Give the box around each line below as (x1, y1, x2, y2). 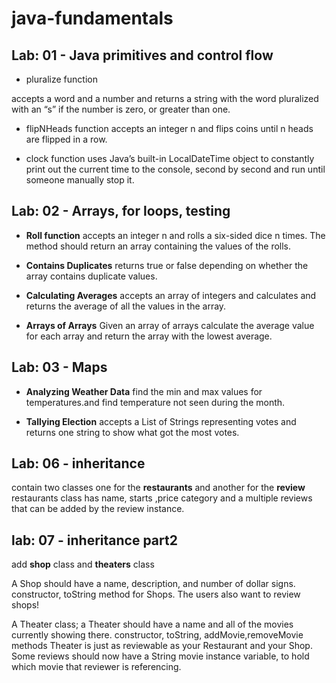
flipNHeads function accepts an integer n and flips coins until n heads (25, 123, 314, 134)
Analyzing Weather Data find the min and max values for (25, 385, 263, 397)
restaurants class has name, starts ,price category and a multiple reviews (11, 492, 313, 504)
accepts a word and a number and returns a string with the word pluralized (11, 93, 319, 104)
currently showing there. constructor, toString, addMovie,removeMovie (11, 629, 304, 641)
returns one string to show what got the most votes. (25, 426, 240, 438)
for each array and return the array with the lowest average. (25, 330, 273, 342)
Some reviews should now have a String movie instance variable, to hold (11, 650, 310, 662)
